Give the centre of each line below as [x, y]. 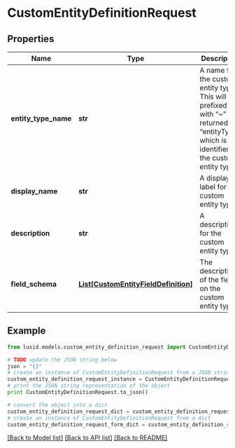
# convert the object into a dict [58, 405]
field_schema [34, 284]
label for [213, 187]
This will [213, 96]
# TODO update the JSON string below [62, 360]
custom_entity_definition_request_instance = [74, 379]
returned [214, 123]
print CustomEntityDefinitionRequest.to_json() [78, 393]
